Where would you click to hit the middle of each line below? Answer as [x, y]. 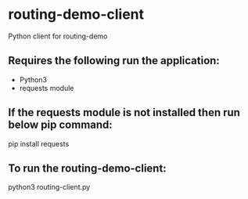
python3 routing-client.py [49, 187]
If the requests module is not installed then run [124, 112]
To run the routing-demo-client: [87, 168]
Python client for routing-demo [58, 36]
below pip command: [61, 125]
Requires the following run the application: [114, 61]
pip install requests [39, 143]
